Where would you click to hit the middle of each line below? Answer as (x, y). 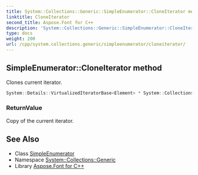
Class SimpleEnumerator (44, 153)
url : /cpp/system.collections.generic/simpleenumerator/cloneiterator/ (96, 45)
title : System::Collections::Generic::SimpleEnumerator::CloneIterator (96, 11)
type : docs (19, 33)
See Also (23, 139)
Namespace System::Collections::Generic (65, 160)
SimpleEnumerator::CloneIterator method (84, 68)
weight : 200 (21, 39)
